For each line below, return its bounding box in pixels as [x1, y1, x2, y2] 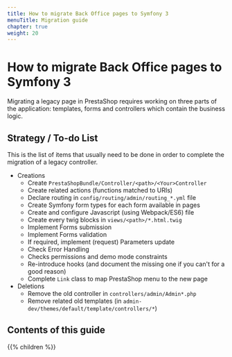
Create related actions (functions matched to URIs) [27, 186, 173, 194]
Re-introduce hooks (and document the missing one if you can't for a [27, 260, 225, 268]
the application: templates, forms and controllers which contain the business [7, 105, 226, 113]
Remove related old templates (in [27, 297, 122, 305]
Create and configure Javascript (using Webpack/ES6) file [27, 208, 195, 216]
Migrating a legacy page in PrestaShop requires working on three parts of [7, 97, 217, 106]
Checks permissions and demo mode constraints [27, 253, 168, 260]
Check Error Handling [27, 245, 90, 254]
